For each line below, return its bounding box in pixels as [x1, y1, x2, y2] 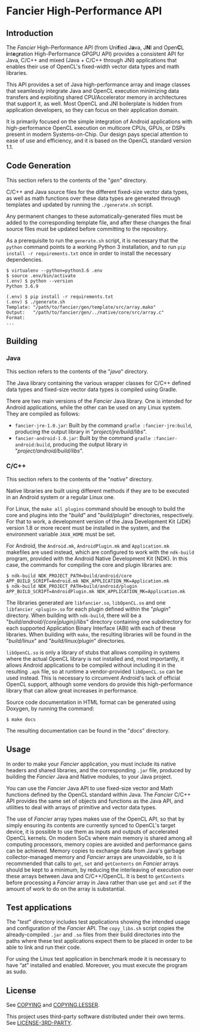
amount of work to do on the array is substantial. [6, 885, 126, 893]
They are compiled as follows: [6, 410, 80, 417]
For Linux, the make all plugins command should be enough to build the [6, 505, 185, 512]
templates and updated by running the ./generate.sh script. [6, 201, 153, 208]
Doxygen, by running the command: [6, 705, 94, 712]
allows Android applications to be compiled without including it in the [6, 661, 176, 669]
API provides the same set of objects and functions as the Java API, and [6, 797, 184, 805]
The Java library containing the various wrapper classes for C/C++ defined [6, 379, 191, 387]
